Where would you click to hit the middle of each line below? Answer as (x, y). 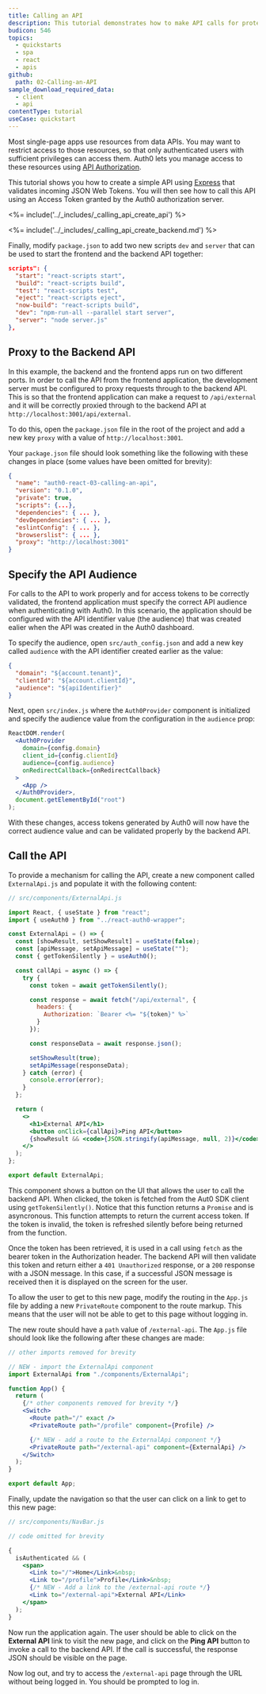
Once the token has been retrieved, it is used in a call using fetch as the (125, 1247)
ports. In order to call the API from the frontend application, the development (133, 380)
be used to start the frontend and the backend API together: (106, 253)
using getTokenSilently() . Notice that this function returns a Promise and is (131, 1207)
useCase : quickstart (42, 119)
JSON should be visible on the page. (68, 1657)
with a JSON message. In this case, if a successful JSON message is (120, 1273)
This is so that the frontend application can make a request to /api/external (132, 396)
